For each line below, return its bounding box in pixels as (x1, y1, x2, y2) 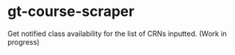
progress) (7, 37, 40, 46)
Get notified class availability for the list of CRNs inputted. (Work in (7, 29, 227, 38)
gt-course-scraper (7, 2, 135, 21)
